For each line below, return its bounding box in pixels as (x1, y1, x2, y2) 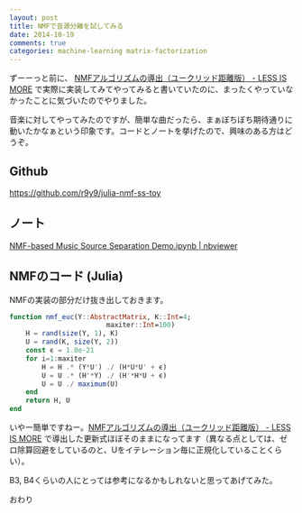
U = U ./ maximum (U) (41, 380, 119, 389)
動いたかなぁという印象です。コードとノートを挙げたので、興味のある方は (9, 125, 286, 136)
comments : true (9, 38, 67, 48)
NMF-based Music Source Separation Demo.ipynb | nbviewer (9, 240, 238, 251)
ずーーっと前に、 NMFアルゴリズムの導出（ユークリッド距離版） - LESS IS (9, 73, 287, 84)
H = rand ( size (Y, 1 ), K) (25, 329, 119, 338)
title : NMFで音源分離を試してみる (9, 22, 124, 31)
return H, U (25, 396, 70, 406)
